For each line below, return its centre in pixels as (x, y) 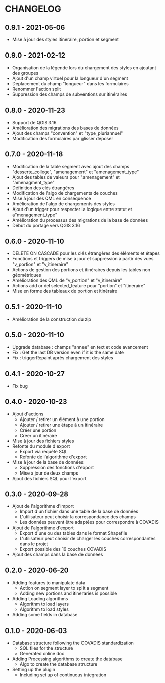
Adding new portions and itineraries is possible (68, 593)
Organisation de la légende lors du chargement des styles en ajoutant (84, 67)
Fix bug (20, 386)
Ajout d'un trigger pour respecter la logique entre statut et (72, 209)
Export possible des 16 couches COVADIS (63, 549)
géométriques (26, 275)
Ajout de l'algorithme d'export (43, 528)
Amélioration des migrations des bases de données (65, 128)
